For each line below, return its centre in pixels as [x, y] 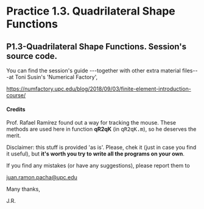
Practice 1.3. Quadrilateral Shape [91, 11]
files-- [190, 70]
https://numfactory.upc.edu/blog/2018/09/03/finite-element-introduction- [99, 89]
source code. [32, 56]
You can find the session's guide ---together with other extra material [93, 70]
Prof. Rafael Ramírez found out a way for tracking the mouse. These [91, 123]
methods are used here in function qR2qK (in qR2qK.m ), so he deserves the [101, 129]
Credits [16, 109]
